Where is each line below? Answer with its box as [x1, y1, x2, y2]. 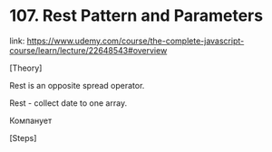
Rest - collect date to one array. [9, 97, 128, 109]
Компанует [9, 115, 53, 126]
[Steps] [9, 132, 37, 143]
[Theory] [9, 62, 43, 73]
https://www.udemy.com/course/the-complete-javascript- [26, 35, 245, 46]
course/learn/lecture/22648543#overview [9, 44, 168, 55]
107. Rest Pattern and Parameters [9, 5, 264, 26]
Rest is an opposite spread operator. [9, 80, 145, 90]
